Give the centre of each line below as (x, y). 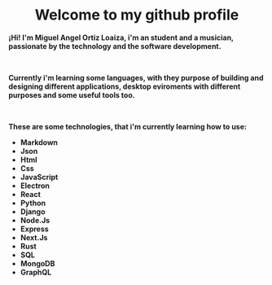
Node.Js (35, 220)
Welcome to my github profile (137, 15)
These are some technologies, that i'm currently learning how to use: (127, 126)
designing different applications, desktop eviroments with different (125, 86)
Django (33, 211)
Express (34, 229)
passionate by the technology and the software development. (115, 46)
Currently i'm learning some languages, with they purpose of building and (136, 77)
